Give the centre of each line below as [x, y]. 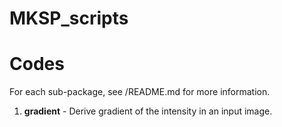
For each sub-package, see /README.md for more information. [140, 92]
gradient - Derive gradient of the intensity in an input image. [148, 111]
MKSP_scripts [69, 18]
